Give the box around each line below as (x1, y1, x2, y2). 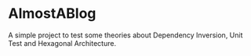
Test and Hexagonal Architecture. (8, 38, 116, 47)
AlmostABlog (8, 5, 96, 23)
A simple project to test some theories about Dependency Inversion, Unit (8, 30, 243, 40)
